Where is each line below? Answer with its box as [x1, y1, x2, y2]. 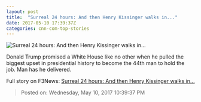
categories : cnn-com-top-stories [6, 25, 90, 32]
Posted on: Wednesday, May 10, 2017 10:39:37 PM [20, 89, 145, 96]
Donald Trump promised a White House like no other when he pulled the [6, 53, 184, 60]
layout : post [6, 8, 39, 15]
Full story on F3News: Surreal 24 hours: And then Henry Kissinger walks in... [6, 78, 195, 85]
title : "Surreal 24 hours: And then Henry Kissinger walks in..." [6, 14, 178, 20]
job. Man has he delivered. [6, 66, 72, 73]
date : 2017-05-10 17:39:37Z [6, 20, 77, 26]
